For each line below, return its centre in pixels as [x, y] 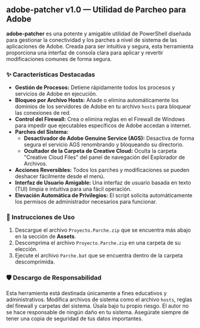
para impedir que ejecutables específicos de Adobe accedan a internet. [103, 125]
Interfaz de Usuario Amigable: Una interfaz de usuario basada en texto [103, 183]
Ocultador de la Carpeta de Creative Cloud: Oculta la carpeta [100, 151]
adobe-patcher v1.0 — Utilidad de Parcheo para [96, 10]
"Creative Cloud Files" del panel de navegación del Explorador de [104, 157]
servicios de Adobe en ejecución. [56, 94]
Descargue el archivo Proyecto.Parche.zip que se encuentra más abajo [103, 230]
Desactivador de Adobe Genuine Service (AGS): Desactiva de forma [109, 138]
